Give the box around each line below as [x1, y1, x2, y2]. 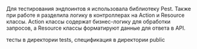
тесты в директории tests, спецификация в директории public [6, 36, 165, 43]
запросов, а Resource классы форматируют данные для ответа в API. [6, 24, 186, 31]
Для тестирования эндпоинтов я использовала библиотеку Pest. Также [6, 5, 192, 12]
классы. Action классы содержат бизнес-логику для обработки [6, 18, 171, 25]
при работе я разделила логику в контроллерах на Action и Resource [6, 11, 185, 19]
